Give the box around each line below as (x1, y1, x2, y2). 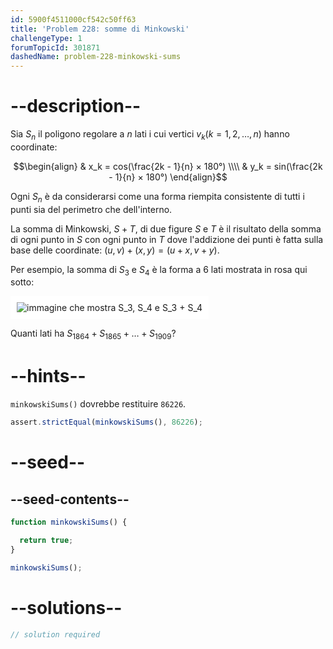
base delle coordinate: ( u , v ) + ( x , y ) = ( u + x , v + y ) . (10, 244, 220, 256)
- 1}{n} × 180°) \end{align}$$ (108, 171, 228, 183)
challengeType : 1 (10, 33, 83, 43)
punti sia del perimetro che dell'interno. (10, 203, 173, 215)
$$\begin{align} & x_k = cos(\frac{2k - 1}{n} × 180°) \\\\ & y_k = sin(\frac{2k (13, 160, 323, 172)
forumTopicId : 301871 (10, 42, 101, 53)
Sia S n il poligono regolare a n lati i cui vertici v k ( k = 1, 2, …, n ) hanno (10, 128, 290, 142)
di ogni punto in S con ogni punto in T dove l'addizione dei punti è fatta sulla (10, 233, 324, 245)
